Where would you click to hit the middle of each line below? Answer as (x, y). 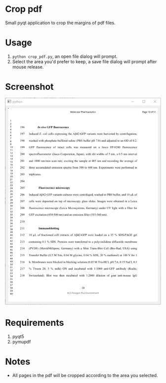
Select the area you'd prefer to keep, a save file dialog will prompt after (84, 61)
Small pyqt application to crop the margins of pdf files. (60, 23)
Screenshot (29, 87)
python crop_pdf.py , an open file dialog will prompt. (65, 56)
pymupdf (21, 342)
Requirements (35, 323)
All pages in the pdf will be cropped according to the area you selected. (85, 376)
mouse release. (28, 67)
